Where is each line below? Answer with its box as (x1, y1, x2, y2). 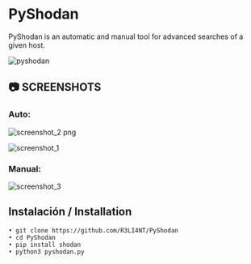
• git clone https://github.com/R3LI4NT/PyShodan (8, 226, 179, 235)
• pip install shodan (8, 241, 82, 249)
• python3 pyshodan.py (8, 248, 85, 256)
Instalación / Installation (8, 205, 132, 219)
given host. (8, 40, 46, 49)
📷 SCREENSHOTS (8, 80, 102, 94)
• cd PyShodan (8, 233, 56, 241)
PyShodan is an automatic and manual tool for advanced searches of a (8, 32, 244, 41)
